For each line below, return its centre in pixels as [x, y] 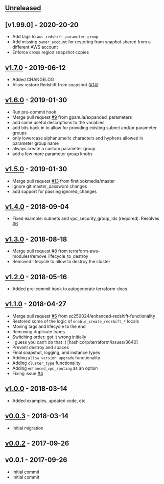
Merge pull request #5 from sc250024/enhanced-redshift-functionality [84, 316]
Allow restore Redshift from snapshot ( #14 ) [55, 85]
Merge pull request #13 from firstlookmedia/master [63, 181]
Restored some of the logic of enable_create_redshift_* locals [75, 321]
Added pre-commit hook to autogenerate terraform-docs [70, 289]
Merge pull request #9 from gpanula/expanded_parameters [72, 117]
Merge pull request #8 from [40, 251]
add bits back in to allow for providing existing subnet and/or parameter [84, 128]
